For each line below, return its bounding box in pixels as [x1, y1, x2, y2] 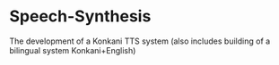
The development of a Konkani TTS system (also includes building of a [9, 36, 271, 46]
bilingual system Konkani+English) [9, 45, 136, 55]
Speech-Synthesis [9, 6, 152, 27]
